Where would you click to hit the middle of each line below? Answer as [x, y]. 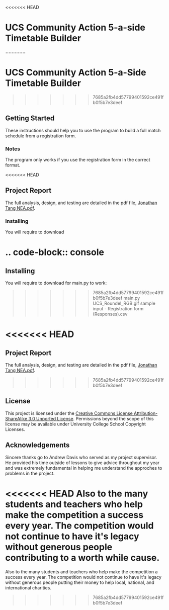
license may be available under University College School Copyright [75, 424]
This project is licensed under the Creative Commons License [69, 413]
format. [13, 165]
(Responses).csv [110, 314]
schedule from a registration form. [41, 136]
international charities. [28, 587]
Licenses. [15, 429]
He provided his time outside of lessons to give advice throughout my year [82, 463]
